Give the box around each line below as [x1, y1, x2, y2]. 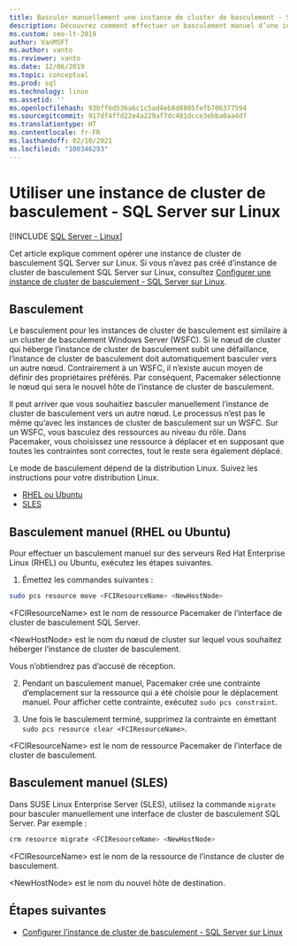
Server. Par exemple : [9, 818, 88, 828]
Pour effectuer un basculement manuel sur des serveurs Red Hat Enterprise [9, 548, 286, 558]
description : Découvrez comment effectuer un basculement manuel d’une [9, 21, 278, 30]
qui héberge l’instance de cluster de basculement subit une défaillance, [9, 344, 270, 355]
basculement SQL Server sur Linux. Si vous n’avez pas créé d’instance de [9, 258, 278, 268]
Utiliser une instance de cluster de [9, 182, 266, 203]
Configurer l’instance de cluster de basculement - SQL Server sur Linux [21, 927, 283, 937]
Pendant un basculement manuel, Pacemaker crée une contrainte [21, 678, 261, 688]
